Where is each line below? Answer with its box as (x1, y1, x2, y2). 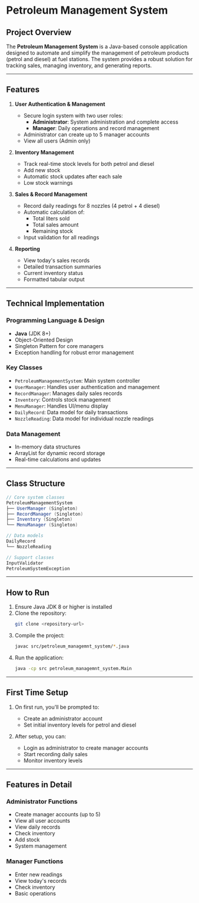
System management (14, 842, 67, 850)
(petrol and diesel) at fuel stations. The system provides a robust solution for (6, 56, 193, 62)
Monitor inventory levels (23, 757, 83, 764)
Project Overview (6, 27, 72, 37)
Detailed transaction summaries (23, 263, 102, 270)
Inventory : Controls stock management (14, 396, 111, 403)
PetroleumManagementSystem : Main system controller (14, 377, 140, 384)
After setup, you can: (14, 732, 66, 740)
